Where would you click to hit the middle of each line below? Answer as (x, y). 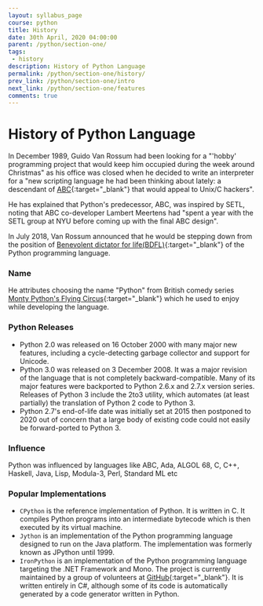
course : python (33, 23)
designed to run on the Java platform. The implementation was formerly (136, 544)
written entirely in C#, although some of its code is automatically (124, 586)
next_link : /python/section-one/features (77, 88)
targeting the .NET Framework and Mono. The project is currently (125, 569)
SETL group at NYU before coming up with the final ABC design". (113, 221)
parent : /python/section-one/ (58, 45)
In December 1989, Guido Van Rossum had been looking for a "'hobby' (122, 156)
